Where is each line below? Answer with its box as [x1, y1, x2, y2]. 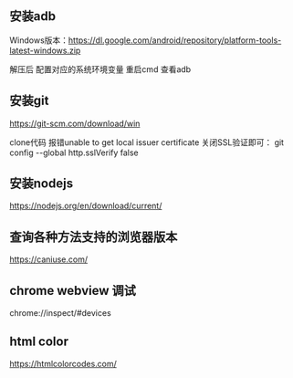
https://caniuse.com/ [9, 254, 89, 265]
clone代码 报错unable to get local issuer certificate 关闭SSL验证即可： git [9, 136, 285, 148]
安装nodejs [9, 176, 74, 192]
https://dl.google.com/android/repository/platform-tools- [68, 35, 282, 46]
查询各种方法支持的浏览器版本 [9, 229, 178, 245]
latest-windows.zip [9, 45, 81, 56]
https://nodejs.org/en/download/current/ [9, 200, 162, 212]
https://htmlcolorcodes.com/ [9, 358, 117, 369]
